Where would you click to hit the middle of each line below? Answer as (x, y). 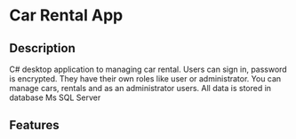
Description (42, 48)
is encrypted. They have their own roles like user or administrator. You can (145, 79)
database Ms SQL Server (55, 97)
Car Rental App (66, 15)
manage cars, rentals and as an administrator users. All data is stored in (140, 88)
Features (34, 125)
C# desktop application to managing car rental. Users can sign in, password (148, 69)
